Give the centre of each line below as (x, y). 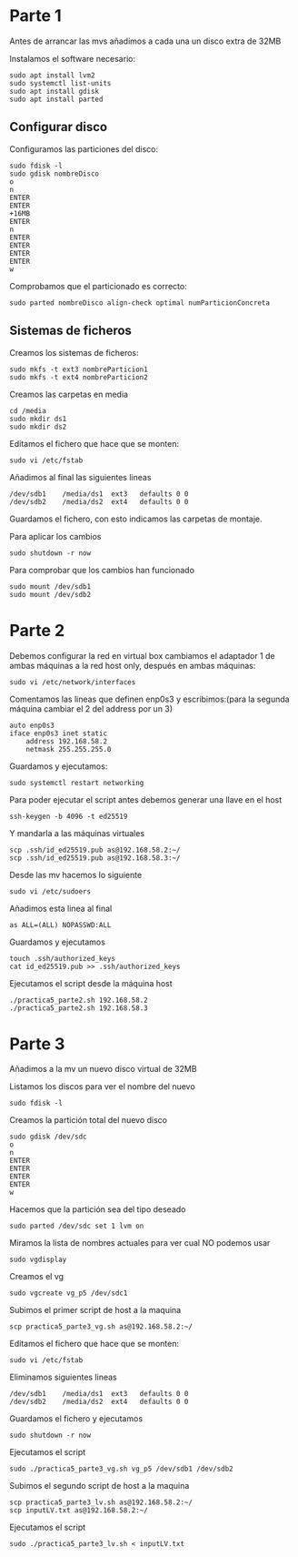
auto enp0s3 (32, 725)
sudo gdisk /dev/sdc (49, 1137)
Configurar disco (58, 127)
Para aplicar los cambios (55, 536)
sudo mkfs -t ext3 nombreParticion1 (79, 369)
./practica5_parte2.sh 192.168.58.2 (79, 1000)
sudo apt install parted (56, 99)
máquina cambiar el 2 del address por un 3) (91, 708)
